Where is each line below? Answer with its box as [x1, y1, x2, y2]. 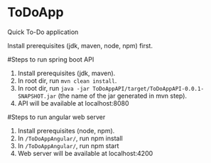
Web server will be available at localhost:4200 [17, 149, 153, 157]
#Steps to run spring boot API [7, 55, 94, 64]
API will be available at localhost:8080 [17, 99, 129, 107]
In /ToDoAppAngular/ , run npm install [17, 134, 123, 142]
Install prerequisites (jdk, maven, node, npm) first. [7, 41, 153, 50]
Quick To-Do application [7, 28, 79, 36]
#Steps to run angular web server [7, 113, 106, 121]
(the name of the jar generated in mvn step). [58, 91, 187, 100]
